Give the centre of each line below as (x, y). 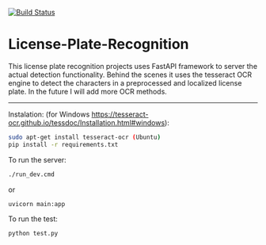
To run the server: (38, 159)
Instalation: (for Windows (49, 114)
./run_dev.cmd (32, 174)
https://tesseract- (120, 114)
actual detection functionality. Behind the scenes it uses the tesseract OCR (130, 75)
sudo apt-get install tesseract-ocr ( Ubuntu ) (84, 137)
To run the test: (33, 219)
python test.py (33, 234)
